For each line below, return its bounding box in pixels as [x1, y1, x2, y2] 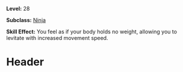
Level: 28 [6, 5, 30, 12]
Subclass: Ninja [6, 17, 46, 23]
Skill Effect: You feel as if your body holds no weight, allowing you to [6, 28, 178, 35]
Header [6, 55, 44, 69]
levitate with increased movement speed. [6, 35, 108, 41]
